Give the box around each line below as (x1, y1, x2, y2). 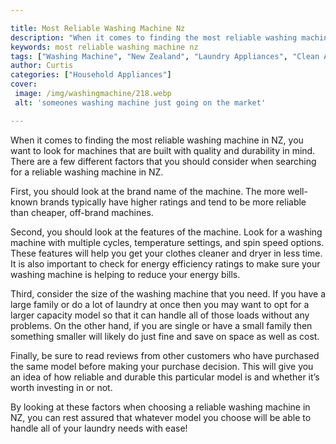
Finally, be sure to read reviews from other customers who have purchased (10, 349, 320, 361)
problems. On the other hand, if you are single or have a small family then (10, 319, 313, 331)
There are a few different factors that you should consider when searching (10, 155, 317, 167)
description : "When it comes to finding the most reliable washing (10, 32, 298, 43)
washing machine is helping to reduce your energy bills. (10, 268, 241, 280)
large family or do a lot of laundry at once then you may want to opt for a (10, 298, 310, 310)
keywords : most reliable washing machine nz (10, 42, 199, 52)
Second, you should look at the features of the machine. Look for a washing (10, 226, 323, 238)
